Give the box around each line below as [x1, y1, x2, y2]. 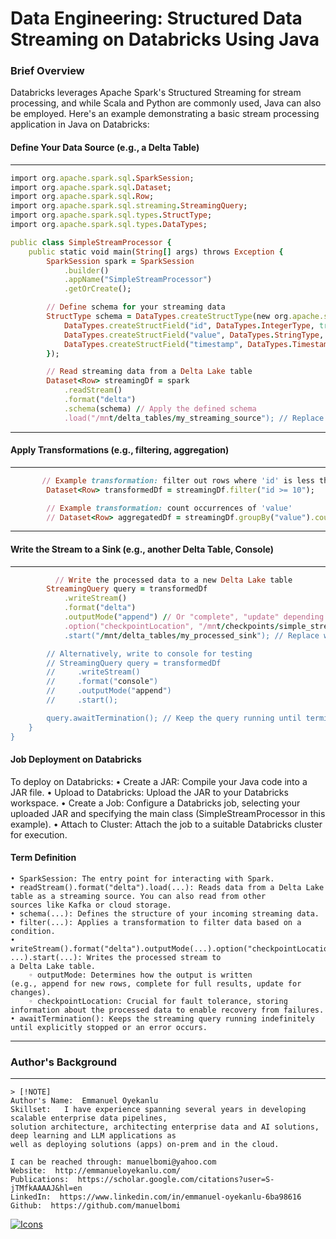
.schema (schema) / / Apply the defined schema [63, 403, 257, 414]
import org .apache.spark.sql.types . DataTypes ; [10, 220, 208, 230]
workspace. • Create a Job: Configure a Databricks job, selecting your [10, 797, 301, 809]
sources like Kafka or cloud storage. [10, 900, 172, 910]
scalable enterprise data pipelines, [10, 1113, 168, 1124]
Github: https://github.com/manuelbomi [10, 1201, 182, 1211]
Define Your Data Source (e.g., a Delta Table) [10, 142, 200, 154]
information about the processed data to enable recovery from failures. [10, 1005, 325, 1015]
